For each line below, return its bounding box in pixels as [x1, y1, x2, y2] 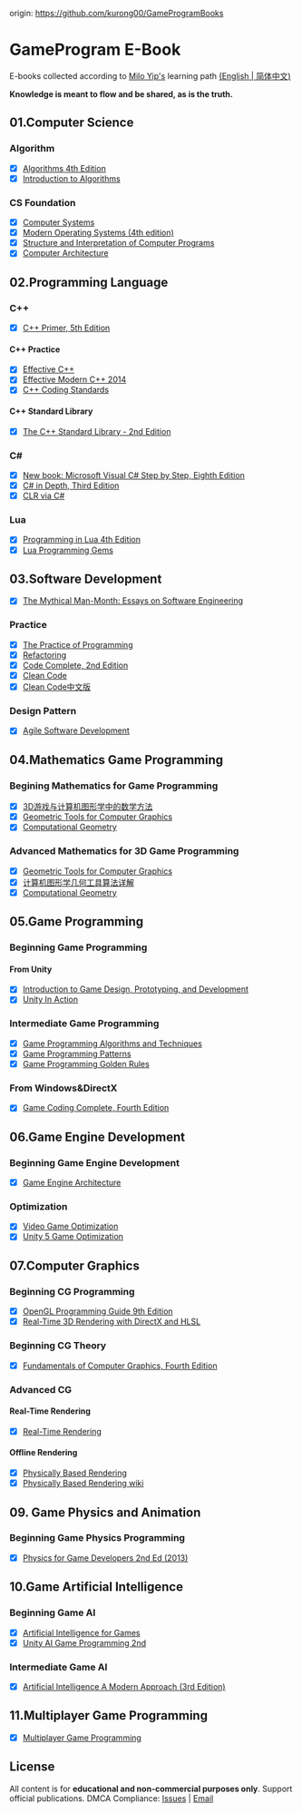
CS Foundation [9, 196, 76, 209]
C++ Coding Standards [22, 385, 110, 396]
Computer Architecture [22, 248, 109, 259]
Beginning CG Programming [9, 1285, 135, 1298]
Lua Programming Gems [22, 544, 113, 555]
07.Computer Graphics [9, 1258, 141, 1273]
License [9, 1759, 55, 1775]
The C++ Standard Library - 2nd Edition [22, 426, 171, 436]
